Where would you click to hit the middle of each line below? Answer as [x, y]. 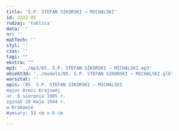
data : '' [17, 29]
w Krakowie [20, 107]
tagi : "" [17, 57]
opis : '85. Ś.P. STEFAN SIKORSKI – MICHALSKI [64, 85]
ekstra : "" [20, 62]
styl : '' [17, 46]
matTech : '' [21, 40]
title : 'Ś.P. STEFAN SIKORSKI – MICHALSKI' [62, 12]
